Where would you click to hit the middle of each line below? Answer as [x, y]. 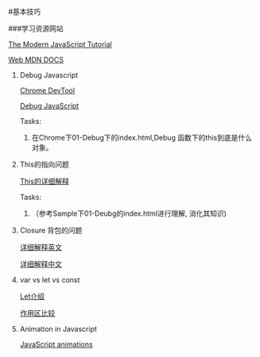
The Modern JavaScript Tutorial [60, 44]
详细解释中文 [41, 264]
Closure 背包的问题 [51, 230]
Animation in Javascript [58, 329]
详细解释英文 [41, 247]
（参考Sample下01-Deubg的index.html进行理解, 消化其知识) [129, 213]
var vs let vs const [50, 280]
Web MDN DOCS [36, 59]
